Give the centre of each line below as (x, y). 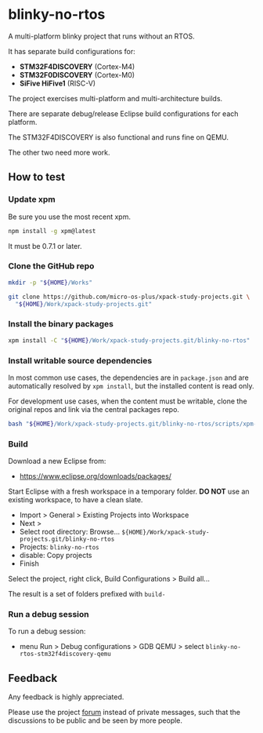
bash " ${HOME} (31, 424)
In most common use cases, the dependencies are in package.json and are (128, 377)
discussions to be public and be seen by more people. (95, 720)
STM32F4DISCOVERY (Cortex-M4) (77, 66)
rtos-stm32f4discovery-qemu (65, 654)
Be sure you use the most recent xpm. (70, 217)
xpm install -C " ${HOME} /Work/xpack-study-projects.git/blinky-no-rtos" (129, 340)
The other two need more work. (59, 152)
